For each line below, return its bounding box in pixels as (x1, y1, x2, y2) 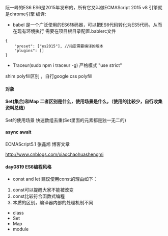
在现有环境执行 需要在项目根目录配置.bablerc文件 (12, 28, 116, 34)
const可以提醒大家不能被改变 (12, 187, 74, 193)
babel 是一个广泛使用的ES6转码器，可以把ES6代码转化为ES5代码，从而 (12, 22, 162, 28)
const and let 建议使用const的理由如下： (12, 176, 98, 182)
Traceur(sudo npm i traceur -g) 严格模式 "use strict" (12, 62, 122, 68)
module (12, 226, 29, 232)
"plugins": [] (14, 48, 44, 53)
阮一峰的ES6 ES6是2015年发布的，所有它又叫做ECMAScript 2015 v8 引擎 (5, 5, 158, 10)
